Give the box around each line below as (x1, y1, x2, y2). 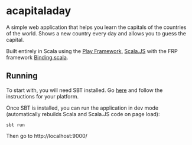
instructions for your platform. (6, 93, 79, 100)
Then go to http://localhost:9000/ (6, 132, 87, 139)
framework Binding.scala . (6, 54, 69, 61)
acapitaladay (6, 4, 71, 18)
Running (6, 71, 38, 81)
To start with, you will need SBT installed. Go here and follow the (6, 87, 163, 94)
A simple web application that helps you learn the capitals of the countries (6, 24, 187, 31)
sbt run (6, 122, 25, 128)
